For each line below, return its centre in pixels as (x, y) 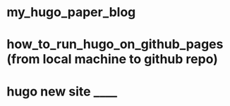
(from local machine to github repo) (112, 59)
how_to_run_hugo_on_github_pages (115, 45)
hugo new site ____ (62, 91)
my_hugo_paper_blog (71, 12)
